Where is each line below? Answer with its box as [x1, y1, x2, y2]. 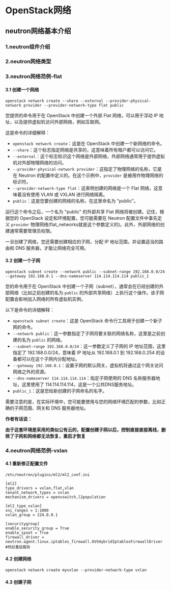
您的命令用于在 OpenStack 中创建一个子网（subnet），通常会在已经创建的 [5, 283, 159, 289]
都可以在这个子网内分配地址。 [17, 355, 80, 362]
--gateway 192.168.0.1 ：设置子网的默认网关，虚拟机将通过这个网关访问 [12, 362, 164, 368]
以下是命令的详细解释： [5, 306, 54, 313]
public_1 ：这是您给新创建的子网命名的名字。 [12, 388, 107, 394]
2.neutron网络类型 [5, 58, 51, 65]
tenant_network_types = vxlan [5, 490, 70, 495]
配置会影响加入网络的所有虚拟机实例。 [5, 296, 85, 302]
